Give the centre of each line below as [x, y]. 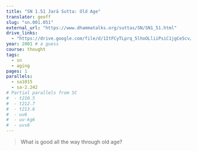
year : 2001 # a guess [33, 44]
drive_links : [22, 33]
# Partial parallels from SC [42, 93]
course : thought [26, 50]
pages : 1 [17, 71]
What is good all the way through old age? [71, 142]
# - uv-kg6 [21, 120]
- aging [21, 66]
